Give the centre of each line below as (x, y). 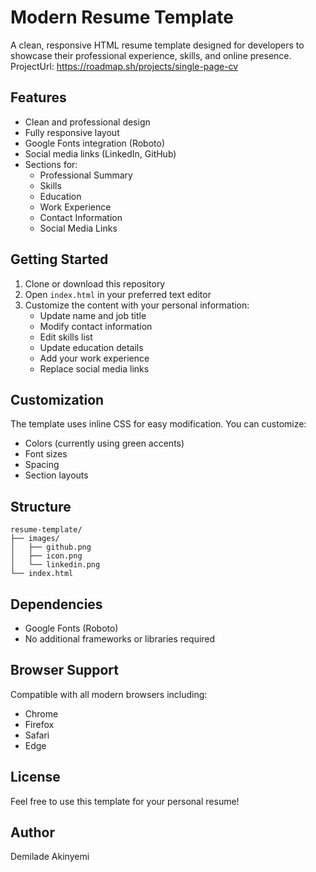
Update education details (91, 347)
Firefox (39, 724)
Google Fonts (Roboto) (71, 628)
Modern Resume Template (122, 17)
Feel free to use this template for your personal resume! (125, 801)
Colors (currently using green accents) (104, 443)
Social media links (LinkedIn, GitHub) (100, 153)
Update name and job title (93, 315)
